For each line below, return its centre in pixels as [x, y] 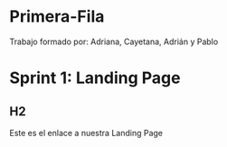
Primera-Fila [57, 17]
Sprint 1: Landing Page [95, 78]
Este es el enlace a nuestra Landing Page [86, 133]
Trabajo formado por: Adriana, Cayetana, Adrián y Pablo [114, 41]
